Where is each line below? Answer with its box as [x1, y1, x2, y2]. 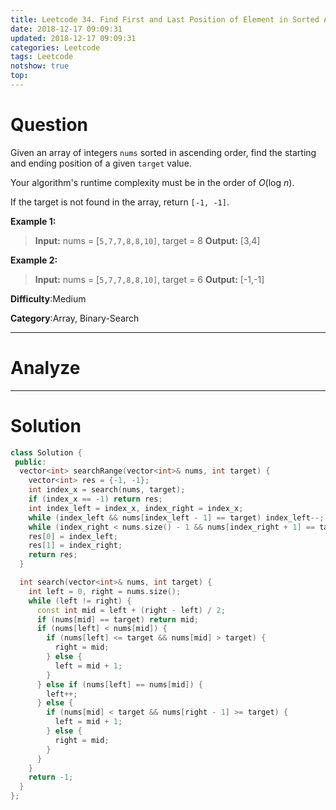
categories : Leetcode [10, 42, 101, 53]
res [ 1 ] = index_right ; [28, 541, 123, 551]
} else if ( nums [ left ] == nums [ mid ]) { [36, 679, 204, 690]
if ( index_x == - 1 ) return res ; [28, 494, 163, 505]
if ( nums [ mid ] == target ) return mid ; [36, 614, 199, 625]
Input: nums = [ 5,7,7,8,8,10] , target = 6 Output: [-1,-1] [34, 273, 265, 285]
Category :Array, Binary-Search [10, 312, 140, 324]
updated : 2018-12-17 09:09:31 [10, 33, 137, 43]
